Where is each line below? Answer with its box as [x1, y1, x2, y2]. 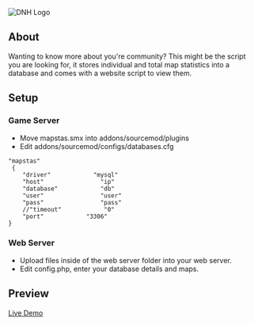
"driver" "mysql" [22, 170, 119, 178]
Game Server [8, 115, 60, 126]
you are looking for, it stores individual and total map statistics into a [8, 59, 230, 69]
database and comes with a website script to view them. [8, 68, 192, 78]
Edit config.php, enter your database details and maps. [19, 264, 199, 273]
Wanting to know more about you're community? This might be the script [8, 52, 246, 61]
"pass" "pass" [22, 198, 123, 206]
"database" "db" [22, 185, 115, 193]
